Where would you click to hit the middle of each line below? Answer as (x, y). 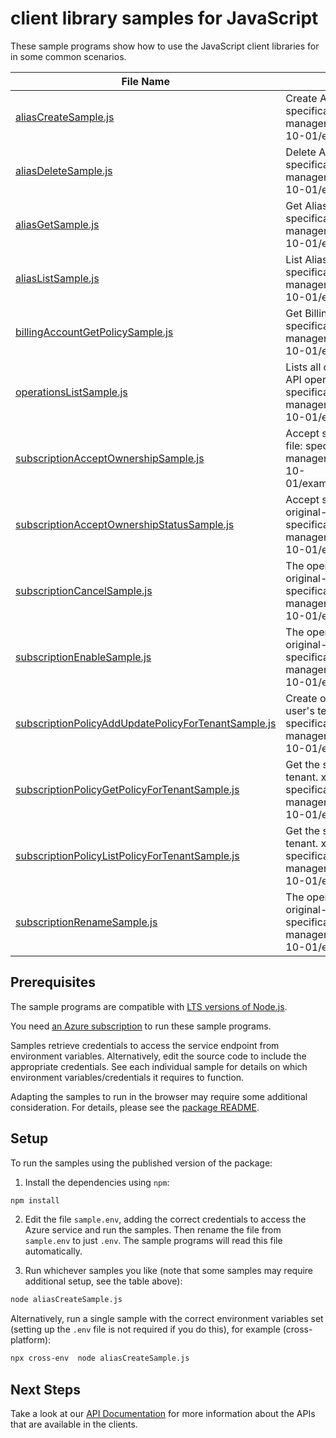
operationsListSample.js (71, 392)
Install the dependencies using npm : (97, 1182)
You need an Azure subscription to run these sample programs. (141, 1026)
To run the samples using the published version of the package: (141, 1163)
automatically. (53, 1251)
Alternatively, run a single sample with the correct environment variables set (167, 1319)
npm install (35, 1200)
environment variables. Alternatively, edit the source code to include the (158, 1056)
